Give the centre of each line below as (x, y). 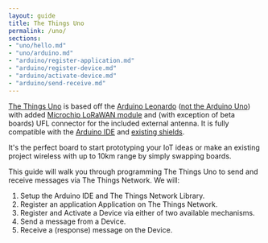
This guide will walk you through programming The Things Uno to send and (134, 171)
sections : (25, 38)
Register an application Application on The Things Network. (119, 204)
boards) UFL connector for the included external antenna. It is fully (119, 123)
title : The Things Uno (46, 23)
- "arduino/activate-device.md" (62, 76)
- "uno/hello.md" (37, 46)
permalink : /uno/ (37, 31)
